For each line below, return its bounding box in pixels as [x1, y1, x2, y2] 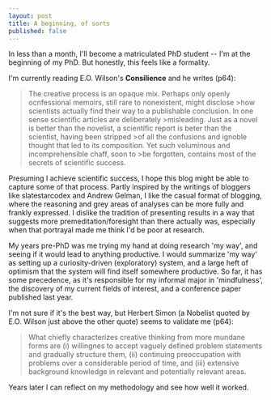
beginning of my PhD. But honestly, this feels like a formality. [8, 57, 210, 67]
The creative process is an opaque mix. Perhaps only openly [28, 89, 231, 99]
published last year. [8, 292, 74, 302]
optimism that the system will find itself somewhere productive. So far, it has [8, 266, 263, 276]
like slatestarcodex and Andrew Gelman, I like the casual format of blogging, [8, 191, 263, 201]
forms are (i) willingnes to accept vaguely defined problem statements [28, 341, 263, 351]
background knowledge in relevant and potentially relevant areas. [28, 367, 247, 377]
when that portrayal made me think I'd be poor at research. [8, 225, 205, 235]
